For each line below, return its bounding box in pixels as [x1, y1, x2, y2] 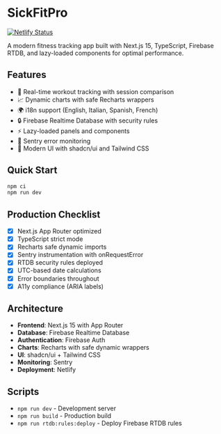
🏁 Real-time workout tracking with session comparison [17, 87, 174, 95]
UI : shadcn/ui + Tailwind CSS [17, 350, 101, 359]
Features [7, 69, 47, 81]
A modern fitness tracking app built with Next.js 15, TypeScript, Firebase [7, 41, 214, 49]
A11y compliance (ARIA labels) [17, 282, 104, 290]
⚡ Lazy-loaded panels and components [17, 127, 130, 135]
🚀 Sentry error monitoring [17, 137, 91, 145]
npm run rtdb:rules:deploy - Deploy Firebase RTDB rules [17, 419, 182, 428]
